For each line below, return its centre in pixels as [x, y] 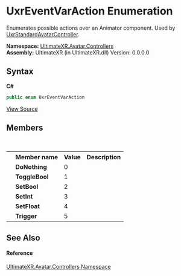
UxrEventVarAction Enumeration [90, 11]
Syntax [20, 72]
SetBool [27, 187]
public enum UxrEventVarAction [46, 97]
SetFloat [28, 206]
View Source [22, 109]
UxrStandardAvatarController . [43, 34]
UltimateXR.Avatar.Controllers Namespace [59, 267]
